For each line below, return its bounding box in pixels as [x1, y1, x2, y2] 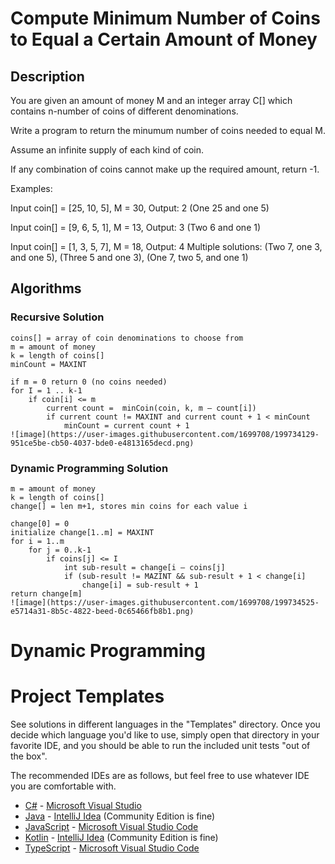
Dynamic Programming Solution [10, 461, 169, 475]
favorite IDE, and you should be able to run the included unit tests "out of [10, 740, 311, 752]
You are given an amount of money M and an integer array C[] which [10, 95, 293, 106]
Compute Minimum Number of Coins [10, 7, 321, 30]
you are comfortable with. [10, 780, 117, 792]
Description [10, 68, 85, 85]
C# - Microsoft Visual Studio [24, 800, 142, 812]
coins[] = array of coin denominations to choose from [10, 333, 244, 343]
